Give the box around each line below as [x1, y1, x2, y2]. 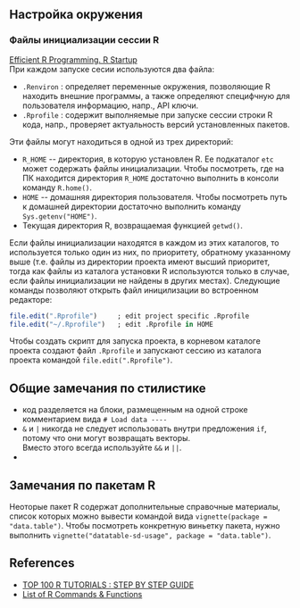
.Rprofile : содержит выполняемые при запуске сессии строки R [21, 109, 273, 120]
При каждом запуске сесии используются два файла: [9, 63, 215, 74]
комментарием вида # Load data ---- [21, 414, 168, 425]
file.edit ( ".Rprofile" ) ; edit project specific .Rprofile [9, 312, 250, 321]
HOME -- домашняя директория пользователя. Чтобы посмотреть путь [21, 191, 287, 202]
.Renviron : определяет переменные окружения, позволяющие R [21, 80, 271, 92]
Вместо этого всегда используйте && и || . [21, 442, 182, 454]
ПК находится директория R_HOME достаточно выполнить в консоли [21, 172, 279, 183]
